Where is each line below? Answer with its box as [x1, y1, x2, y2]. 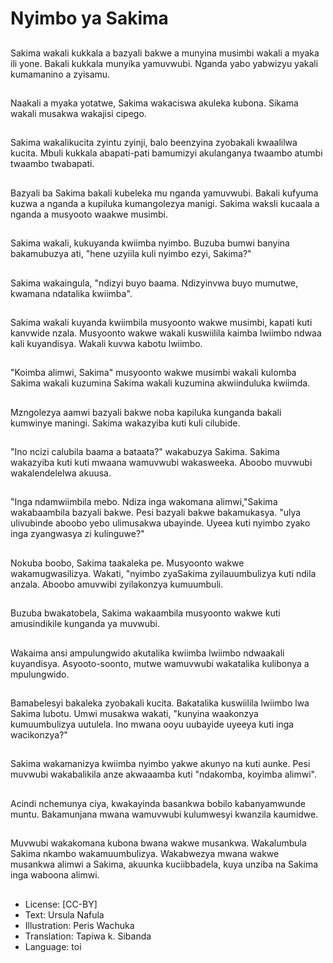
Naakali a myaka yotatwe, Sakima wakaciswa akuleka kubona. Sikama [10, 97, 299, 109]
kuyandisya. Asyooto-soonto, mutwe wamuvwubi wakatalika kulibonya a [10, 657, 310, 669]
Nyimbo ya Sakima [10, 7, 169, 30]
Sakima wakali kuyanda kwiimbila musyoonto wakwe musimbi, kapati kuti [10, 316, 313, 328]
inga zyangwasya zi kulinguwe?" [10, 528, 145, 540]
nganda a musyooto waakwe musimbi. [10, 208, 168, 220]
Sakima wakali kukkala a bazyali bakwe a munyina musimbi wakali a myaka [10, 47, 320, 59]
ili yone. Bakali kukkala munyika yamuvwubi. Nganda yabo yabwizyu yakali [10, 57, 319, 69]
